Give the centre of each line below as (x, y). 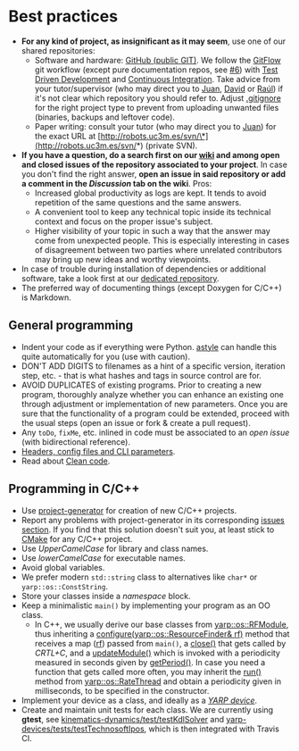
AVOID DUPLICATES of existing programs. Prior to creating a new (141, 385)
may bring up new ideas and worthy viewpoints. (123, 259)
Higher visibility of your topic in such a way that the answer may (153, 230)
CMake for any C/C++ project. (77, 538)
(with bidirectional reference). (76, 442)
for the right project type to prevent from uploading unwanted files (157, 107)
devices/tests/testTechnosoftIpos (83, 729)
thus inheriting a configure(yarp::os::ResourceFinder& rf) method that (162, 634)
